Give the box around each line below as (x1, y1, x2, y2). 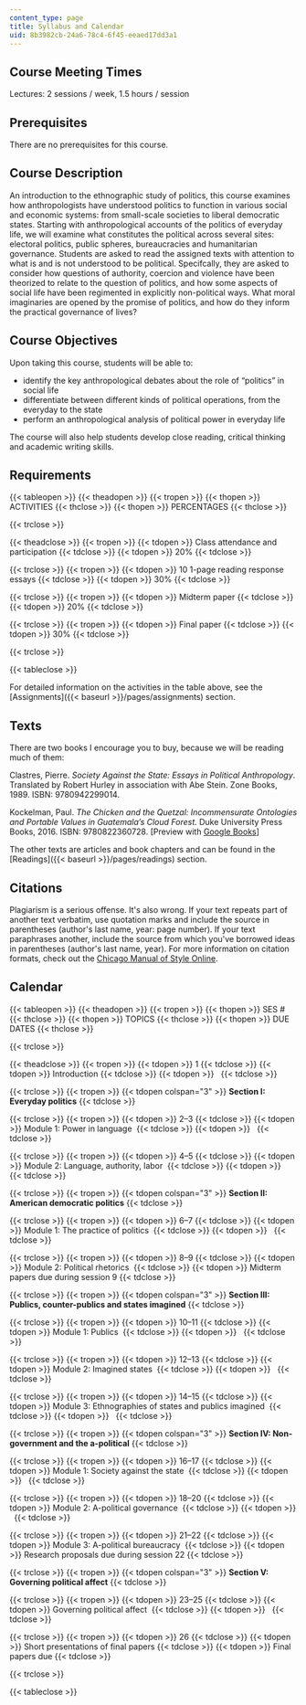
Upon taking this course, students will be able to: (9, 357, 194, 368)
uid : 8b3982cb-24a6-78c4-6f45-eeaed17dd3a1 (9, 30, 178, 39)
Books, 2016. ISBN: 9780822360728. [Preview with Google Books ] (9, 826, 260, 837)
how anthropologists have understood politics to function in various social (9, 199, 288, 210)
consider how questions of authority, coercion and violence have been (9, 267, 275, 279)
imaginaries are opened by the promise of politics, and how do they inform (9, 296, 290, 307)
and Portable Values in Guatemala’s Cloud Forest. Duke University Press (9, 817, 283, 828)
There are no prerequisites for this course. (9, 139, 169, 150)
